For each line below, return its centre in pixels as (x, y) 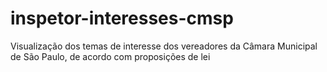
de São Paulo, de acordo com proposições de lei (110, 56)
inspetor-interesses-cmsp (122, 18)
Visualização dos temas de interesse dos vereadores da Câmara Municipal (164, 46)
